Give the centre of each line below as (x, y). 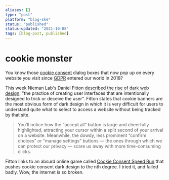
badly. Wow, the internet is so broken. (45, 172)
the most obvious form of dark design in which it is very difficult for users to (84, 104)
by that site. (17, 115)
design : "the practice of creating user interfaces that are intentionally (77, 93)
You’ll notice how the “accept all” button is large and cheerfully (83, 124)
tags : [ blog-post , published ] (37, 33)
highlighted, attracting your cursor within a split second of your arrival (90, 130)
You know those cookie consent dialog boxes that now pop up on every (80, 73)
